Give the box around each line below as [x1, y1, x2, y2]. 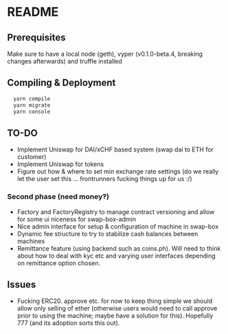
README [7, 4, 59, 20]
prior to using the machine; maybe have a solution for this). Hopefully [16, 311, 214, 320]
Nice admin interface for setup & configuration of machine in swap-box [16, 222, 219, 231]
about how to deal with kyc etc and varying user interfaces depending [16, 251, 216, 260]
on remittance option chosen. [16, 259, 101, 267]
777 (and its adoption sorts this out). [16, 319, 120, 327]
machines [16, 237, 45, 245]
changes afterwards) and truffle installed [7, 57, 122, 65]
